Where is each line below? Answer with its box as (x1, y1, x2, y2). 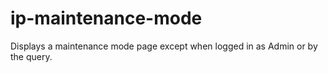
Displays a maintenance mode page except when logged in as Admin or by (10, 40, 318, 52)
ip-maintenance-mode (10, 7, 203, 30)
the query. (10, 50, 53, 62)
